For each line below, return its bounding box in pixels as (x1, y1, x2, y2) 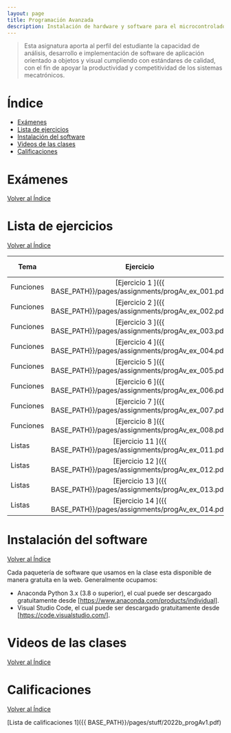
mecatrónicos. (23, 71, 65, 79)
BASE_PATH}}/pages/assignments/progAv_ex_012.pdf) (50, 465, 229, 474)
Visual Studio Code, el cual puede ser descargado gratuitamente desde (16, 604, 220, 612)
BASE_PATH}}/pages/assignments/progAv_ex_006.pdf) (50, 385, 229, 395)
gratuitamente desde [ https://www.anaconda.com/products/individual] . (16, 596, 220, 605)
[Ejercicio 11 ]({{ (113, 436, 167, 446)
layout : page (7, 10, 45, 17)
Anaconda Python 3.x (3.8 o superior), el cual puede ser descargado (16, 589, 212, 597)
